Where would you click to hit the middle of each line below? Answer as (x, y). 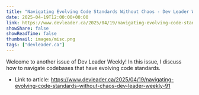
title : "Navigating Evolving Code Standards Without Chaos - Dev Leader (98, 12)
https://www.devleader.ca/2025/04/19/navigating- (112, 79)
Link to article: (32, 79)
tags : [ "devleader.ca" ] (36, 45)
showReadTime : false (32, 34)
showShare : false (28, 28)
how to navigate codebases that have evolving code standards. (84, 68)
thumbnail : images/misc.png (41, 39)
